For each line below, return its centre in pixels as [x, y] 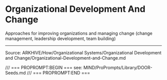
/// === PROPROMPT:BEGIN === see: [44, 67]
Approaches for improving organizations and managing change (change [79, 33]
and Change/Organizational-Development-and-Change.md [65, 58]
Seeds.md [16, 73]
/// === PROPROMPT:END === [59, 73]
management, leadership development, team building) [60, 39]
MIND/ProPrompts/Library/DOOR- [118, 67]
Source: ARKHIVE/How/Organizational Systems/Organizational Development [83, 52]
